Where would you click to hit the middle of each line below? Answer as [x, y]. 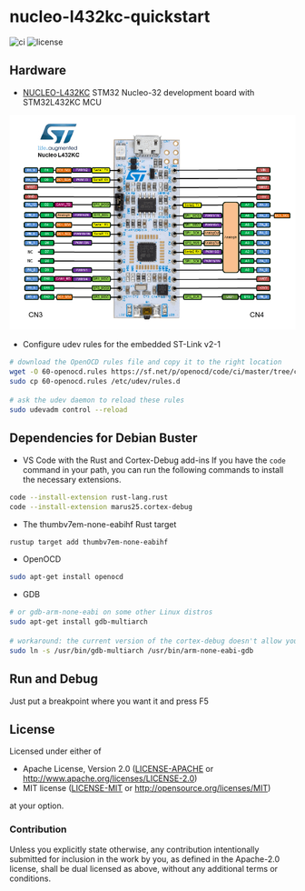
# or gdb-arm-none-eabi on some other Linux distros [111, 612]
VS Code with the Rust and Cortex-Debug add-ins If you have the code [154, 460]
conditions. [30, 878]
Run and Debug [54, 679]
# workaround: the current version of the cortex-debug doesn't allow [146, 641]
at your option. [37, 806]
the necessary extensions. [72, 479]
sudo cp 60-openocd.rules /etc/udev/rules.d [95, 381]
